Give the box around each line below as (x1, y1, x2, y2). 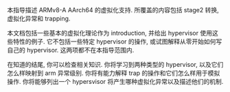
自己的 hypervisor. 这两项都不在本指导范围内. (7, 46, 135, 54)
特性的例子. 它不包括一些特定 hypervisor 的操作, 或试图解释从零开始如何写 (12, 37, 222, 46)
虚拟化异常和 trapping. (7, 14, 71, 22)
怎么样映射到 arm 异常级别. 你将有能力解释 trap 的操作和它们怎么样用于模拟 (7, 69, 220, 77)
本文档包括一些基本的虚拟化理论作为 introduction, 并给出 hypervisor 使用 (7, 29, 213, 37)
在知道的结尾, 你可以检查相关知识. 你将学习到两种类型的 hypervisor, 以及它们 (7, 61, 224, 68)
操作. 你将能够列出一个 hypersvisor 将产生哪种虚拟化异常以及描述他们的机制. (7, 78, 224, 85)
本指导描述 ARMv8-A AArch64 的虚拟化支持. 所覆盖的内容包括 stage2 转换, (7, 6, 219, 14)
